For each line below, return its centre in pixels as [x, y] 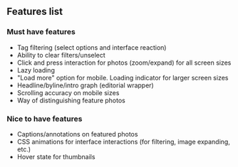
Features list [35, 12]
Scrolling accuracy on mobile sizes [68, 92]
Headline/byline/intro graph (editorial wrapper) [85, 85]
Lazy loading [36, 70]
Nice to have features [45, 119]
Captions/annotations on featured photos [77, 134]
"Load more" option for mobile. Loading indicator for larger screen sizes [123, 77]
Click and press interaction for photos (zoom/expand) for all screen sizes [124, 63]
